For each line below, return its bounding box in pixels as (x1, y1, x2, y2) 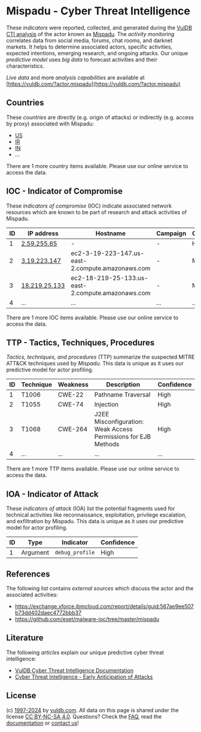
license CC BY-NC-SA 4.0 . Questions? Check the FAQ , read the (6, 713, 162, 720)
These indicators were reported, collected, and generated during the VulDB (6, 24, 193, 31)
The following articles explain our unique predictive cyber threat (6, 649, 165, 656)
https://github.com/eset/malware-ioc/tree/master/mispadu (14, 616, 160, 622)
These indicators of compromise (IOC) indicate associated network (6, 202, 172, 209)
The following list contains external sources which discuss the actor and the (6, 585, 194, 592)
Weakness (57, 380, 89, 389)
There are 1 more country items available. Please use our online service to (6, 162, 188, 169)
